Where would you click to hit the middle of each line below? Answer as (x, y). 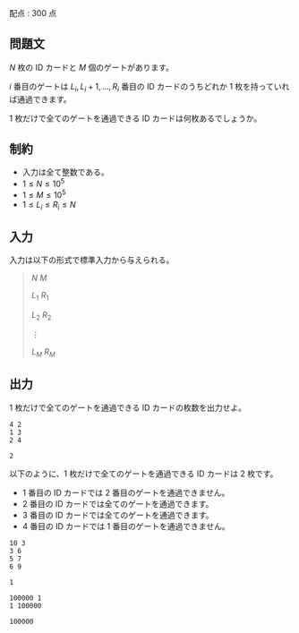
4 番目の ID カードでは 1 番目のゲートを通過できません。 (126, 526)
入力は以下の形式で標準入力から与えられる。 (92, 260)
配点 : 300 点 (33, 13)
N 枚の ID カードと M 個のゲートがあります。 (92, 67)
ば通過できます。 (40, 99)
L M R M (43, 352)
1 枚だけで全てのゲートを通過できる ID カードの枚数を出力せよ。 (128, 407)
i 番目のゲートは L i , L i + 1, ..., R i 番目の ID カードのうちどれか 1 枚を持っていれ (149, 87)
